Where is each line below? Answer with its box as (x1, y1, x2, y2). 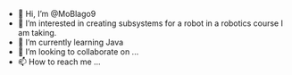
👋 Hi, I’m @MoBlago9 (17, 9, 96, 19)
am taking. (17, 28, 57, 37)
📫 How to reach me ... (17, 56, 101, 67)
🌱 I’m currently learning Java (17, 37, 124, 47)
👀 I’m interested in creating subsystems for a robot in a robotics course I (17, 18, 284, 29)
